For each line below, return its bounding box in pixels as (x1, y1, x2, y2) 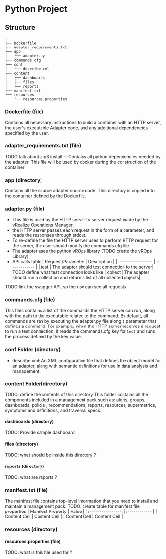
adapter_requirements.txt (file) (5, 142, 82, 149)
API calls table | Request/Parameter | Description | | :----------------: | (12, 259, 156, 265)
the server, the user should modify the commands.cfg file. (12, 243, 131, 249)
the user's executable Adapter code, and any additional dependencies (5, 125, 148, 131)
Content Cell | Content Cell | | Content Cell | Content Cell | (5, 513, 123, 519)
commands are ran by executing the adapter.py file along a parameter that (5, 318, 157, 324)
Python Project (5, 3, 68, 15)
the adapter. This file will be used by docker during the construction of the (5, 159, 156, 165)
